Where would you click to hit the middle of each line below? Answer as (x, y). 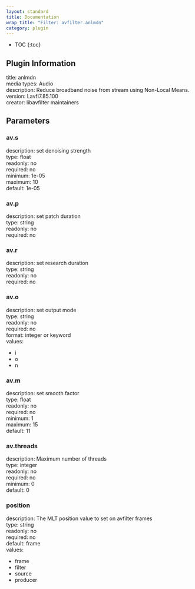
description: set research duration (47, 263)
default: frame (23, 543)
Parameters (28, 121)
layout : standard (27, 11)
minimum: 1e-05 (26, 176)
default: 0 (18, 490)
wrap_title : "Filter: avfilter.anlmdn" (55, 22)
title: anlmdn (21, 78)
